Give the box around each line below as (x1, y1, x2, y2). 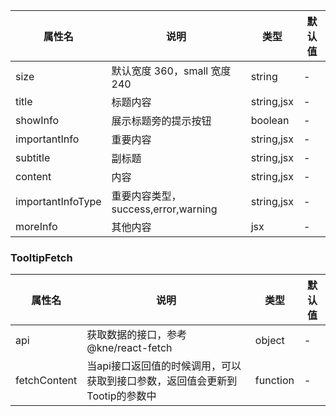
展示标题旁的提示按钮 (111, 114, 212, 128)
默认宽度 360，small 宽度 (111, 64, 232, 78)
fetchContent (15, 374, 78, 388)
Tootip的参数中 (86, 389, 157, 403)
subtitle (15, 151, 51, 164)
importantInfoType (15, 195, 102, 208)
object (254, 334, 285, 348)
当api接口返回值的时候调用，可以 (86, 359, 242, 373)
